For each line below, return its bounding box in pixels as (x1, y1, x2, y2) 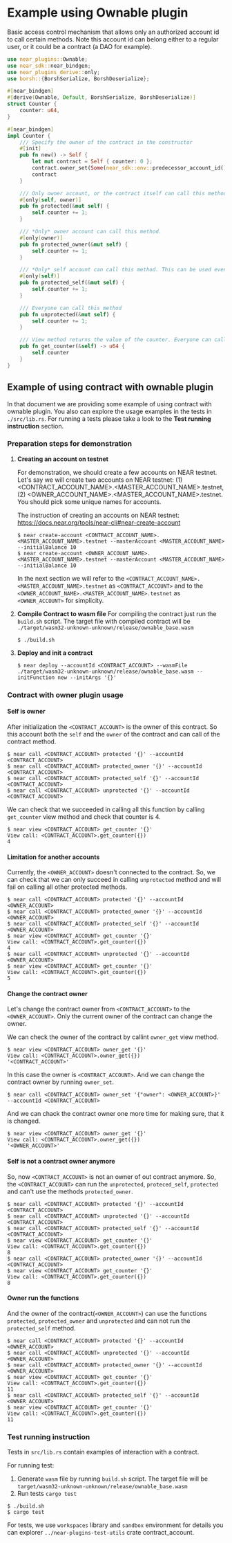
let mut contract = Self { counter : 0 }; (32, 158, 153, 165)
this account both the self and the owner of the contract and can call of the (7, 730, 221, 738)
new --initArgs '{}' (57, 674, 117, 681)
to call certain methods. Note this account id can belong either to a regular (7, 35, 219, 43)
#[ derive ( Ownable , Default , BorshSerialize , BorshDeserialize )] (7, 94, 196, 101)
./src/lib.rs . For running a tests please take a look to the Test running (7, 414, 212, 423)
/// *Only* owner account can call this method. (19, 228, 162, 235)
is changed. (7, 1117, 41, 1126)
